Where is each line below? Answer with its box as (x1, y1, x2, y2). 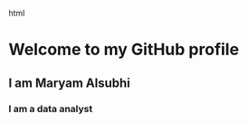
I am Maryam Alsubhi (8, 75, 130, 90)
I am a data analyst (8, 102, 93, 115)
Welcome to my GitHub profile (8, 40, 240, 60)
